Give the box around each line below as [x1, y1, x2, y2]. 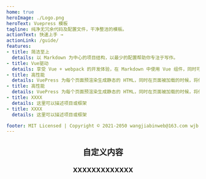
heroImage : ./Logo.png [6, 15, 64, 21]
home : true [6, 9, 34, 15]
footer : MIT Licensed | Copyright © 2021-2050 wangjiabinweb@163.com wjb [6, 123, 199, 129]
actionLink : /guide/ [6, 37, 59, 44]
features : [6, 44, 32, 50]
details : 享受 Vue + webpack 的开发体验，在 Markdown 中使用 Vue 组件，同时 [12, 66, 197, 72]
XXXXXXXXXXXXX [72, 166, 134, 174]
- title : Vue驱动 [6, 60, 49, 66]
